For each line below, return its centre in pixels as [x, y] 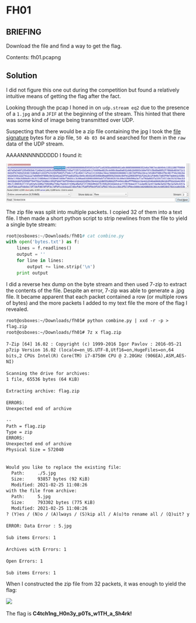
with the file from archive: [42, 490]
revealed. [17, 309]
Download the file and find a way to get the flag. [64, 46]
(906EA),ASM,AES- [166, 355]
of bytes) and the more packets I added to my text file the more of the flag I [97, 303]
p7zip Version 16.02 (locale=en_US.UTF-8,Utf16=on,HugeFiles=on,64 [90, 350]
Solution [22, 76]
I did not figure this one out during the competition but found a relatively [93, 90]
